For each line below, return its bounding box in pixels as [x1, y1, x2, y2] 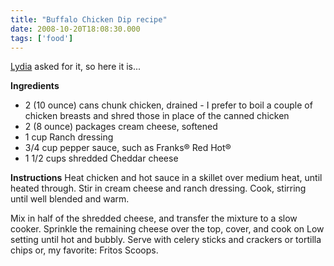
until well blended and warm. [10, 193, 130, 205]
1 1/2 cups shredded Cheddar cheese [24, 152, 179, 165]
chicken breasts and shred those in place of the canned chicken [24, 110, 290, 122]
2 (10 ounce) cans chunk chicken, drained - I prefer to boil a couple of [24, 99, 313, 111]
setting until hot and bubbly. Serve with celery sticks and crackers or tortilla [10, 234, 322, 246]
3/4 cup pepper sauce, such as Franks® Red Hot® [24, 142, 232, 154]
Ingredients [10, 80, 60, 92]
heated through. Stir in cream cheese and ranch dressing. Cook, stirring [10, 182, 307, 195]
